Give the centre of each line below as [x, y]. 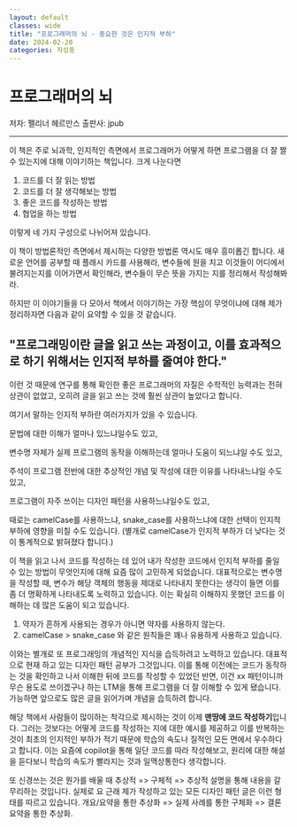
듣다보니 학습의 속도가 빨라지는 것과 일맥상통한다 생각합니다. [122, 761]
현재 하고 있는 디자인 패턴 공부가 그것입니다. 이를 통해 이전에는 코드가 [144, 665]
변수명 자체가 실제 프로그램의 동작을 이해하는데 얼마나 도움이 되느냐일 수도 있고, [146, 452]
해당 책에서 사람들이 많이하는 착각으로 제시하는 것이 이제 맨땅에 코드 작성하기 [141, 717]
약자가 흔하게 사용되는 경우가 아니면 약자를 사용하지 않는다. [123, 624]
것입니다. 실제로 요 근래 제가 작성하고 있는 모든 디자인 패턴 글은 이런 [156, 791]
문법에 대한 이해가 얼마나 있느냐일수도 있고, [84, 433]
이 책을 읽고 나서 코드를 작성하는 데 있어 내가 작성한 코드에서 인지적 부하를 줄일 [145, 560]
